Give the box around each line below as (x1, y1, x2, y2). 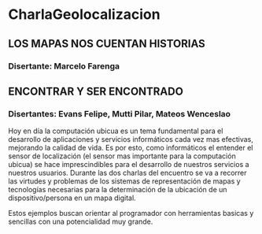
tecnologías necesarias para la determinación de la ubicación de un (8, 185, 227, 195)
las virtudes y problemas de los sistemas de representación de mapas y (8, 176, 242, 186)
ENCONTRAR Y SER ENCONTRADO (8, 84, 183, 98)
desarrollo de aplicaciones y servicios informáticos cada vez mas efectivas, (8, 135, 253, 144)
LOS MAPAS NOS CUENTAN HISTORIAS (8, 37, 206, 50)
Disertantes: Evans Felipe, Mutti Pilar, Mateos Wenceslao (8, 108, 231, 119)
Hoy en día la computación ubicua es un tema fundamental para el (8, 126, 223, 136)
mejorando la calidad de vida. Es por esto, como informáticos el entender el (8, 143, 253, 153)
